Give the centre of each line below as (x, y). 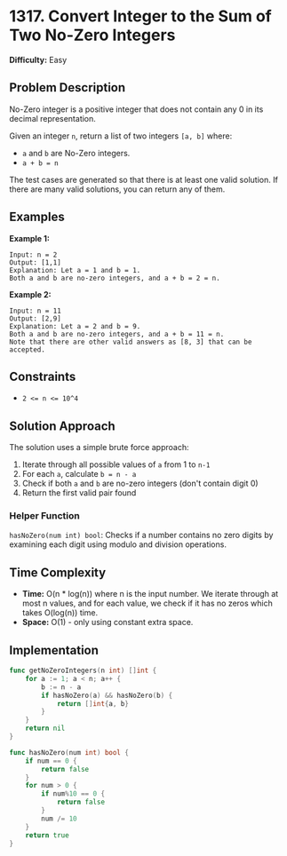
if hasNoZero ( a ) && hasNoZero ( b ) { (107, 695)
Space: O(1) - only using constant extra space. (108, 622)
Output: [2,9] (36, 318)
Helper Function (44, 516)
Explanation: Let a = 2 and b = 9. (75, 326)
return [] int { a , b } (92, 703)
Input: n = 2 (33, 255)
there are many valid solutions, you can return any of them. (117, 189)
